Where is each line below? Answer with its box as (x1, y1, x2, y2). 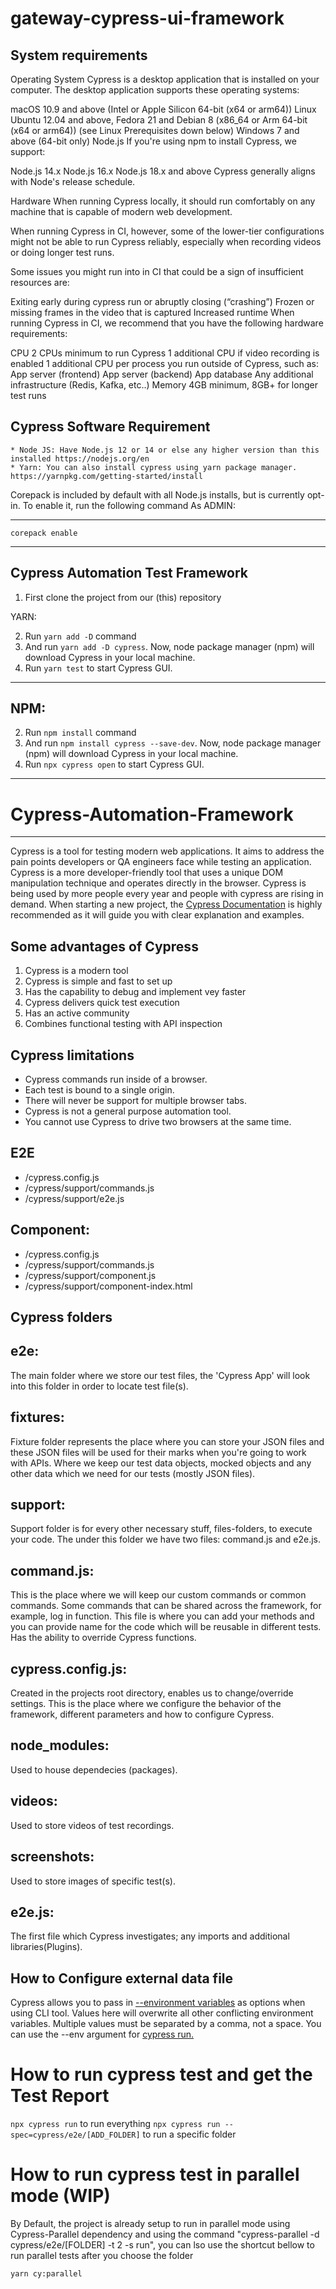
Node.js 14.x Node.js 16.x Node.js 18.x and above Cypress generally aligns (10, 165, 316, 177)
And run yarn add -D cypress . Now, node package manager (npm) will (24, 640, 315, 652)
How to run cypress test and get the (10, 2063, 313, 2086)
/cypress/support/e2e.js (24, 1192, 125, 1204)
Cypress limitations (10, 1047, 135, 1064)
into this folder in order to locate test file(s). (10, 1380, 189, 1392)
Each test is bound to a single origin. (24, 1084, 175, 1096)
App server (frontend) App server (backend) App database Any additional (10, 368, 314, 380)
